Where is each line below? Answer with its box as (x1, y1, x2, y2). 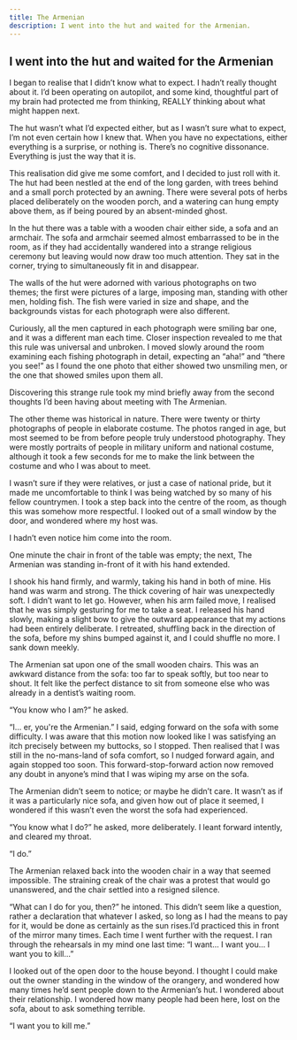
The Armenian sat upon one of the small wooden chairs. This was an (9, 659, 259, 670)
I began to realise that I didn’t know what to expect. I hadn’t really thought (9, 77, 277, 89)
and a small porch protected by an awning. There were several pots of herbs (9, 187, 288, 197)
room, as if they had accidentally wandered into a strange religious (9, 242, 252, 252)
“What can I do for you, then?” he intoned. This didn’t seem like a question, (9, 902, 282, 913)
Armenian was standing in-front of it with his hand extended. (9, 559, 231, 570)
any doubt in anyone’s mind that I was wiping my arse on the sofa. (9, 769, 249, 780)
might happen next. (9, 105, 80, 116)
